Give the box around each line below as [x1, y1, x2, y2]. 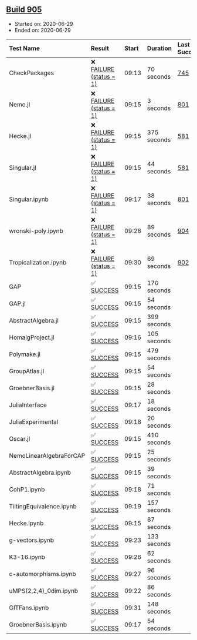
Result [90, 44, 110, 52]
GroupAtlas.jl [9, 367, 45, 375]
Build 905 [6, 5, 42, 15]
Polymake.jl [9, 350, 41, 358]
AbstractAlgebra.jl [9, 316, 59, 324]
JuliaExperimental [9, 417, 59, 425]
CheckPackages [9, 69, 55, 77]
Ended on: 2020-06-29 [14, 26, 72, 33]
